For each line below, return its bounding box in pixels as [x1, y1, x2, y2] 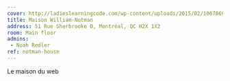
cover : [7, 10, 26, 17]
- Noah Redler [10, 42, 51, 49]
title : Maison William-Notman [7, 16, 94, 23]
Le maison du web [7, 67, 60, 76]
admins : [7, 36, 29, 43]
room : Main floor [7, 29, 57, 36]
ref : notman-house [7, 49, 60, 56]
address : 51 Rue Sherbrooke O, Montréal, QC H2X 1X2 [7, 23, 161, 30]
